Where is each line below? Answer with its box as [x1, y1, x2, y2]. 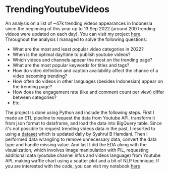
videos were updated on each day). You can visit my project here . [5, 31, 142, 37]
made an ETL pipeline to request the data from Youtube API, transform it [5, 114, 155, 121]
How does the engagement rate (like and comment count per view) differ [12, 89, 164, 95]
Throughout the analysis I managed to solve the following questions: [5, 36, 147, 42]
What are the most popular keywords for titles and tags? [12, 62, 130, 68]
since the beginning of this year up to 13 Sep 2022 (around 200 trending [5, 25, 155, 31]
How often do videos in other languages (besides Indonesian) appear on [12, 78, 163, 84]
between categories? [12, 94, 57, 100]
